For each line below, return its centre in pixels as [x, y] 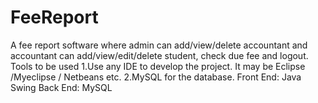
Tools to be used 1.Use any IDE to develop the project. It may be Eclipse [158, 66]
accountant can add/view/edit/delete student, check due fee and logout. [159, 55]
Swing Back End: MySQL [61, 87]
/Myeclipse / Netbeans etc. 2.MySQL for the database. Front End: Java [156, 77]
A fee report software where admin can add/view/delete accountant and [159, 45]
